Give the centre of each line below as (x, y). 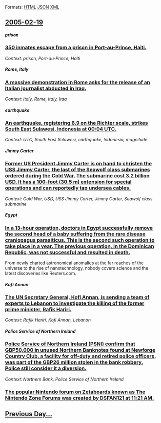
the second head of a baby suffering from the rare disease (75, 234)
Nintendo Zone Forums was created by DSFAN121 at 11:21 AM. (80, 398)
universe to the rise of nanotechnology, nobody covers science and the (77, 268)
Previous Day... (29, 414)
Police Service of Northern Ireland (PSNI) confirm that (70, 344)
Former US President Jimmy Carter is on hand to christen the (79, 164)
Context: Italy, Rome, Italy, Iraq (36, 99)
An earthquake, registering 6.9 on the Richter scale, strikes (77, 123)
